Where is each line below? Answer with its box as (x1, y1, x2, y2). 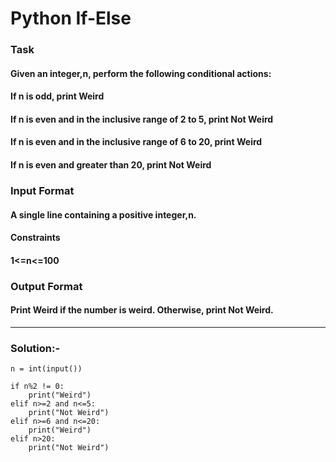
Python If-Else (10, 7, 132, 30)
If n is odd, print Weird (10, 90, 105, 102)
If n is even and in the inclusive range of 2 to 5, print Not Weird (10, 113, 274, 125)
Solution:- (10, 341, 61, 355)
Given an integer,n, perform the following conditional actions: (10, 67, 272, 79)
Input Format (10, 184, 75, 197)
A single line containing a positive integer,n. (10, 208, 197, 221)
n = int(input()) (10, 364, 83, 374)
